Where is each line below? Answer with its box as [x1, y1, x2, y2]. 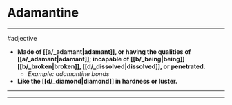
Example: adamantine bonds [27, 69, 110, 77]
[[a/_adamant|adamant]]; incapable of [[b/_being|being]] [17, 55, 185, 63]
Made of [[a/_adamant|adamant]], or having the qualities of [17, 47, 191, 56]
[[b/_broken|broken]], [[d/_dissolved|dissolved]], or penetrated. [17, 62, 206, 70]
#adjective [7, 34, 37, 42]
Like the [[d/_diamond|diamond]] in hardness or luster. [17, 77, 178, 85]
